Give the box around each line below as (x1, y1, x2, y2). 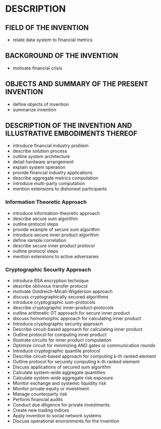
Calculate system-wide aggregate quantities (12, 370, 106, 376)
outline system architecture (12, 154, 70, 160)
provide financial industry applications (12, 170, 93, 176)
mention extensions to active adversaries (12, 253, 99, 259)
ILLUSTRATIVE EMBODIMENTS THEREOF (5, 129, 138, 138)
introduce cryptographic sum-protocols (12, 299, 95, 305)
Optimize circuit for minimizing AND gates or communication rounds (12, 343, 155, 349)
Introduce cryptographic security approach (12, 321, 103, 327)
